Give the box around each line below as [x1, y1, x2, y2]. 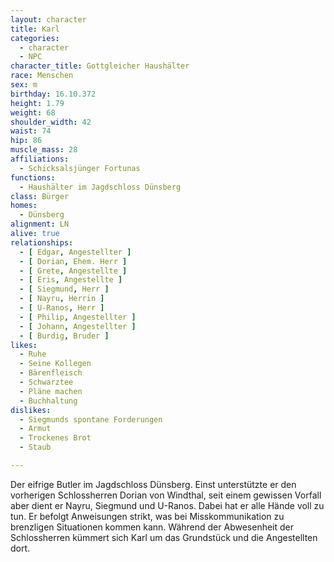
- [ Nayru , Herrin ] [19, 294, 105, 304]
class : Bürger [10, 191, 70, 201]
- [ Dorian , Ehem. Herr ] [19, 256, 128, 266]
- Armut [19, 424, 52, 434]
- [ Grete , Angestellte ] [19, 266, 128, 276]
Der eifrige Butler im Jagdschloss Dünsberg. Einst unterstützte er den [10, 478, 297, 490]
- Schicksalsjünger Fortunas [19, 163, 141, 173]
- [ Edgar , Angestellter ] [19, 247, 132, 257]
